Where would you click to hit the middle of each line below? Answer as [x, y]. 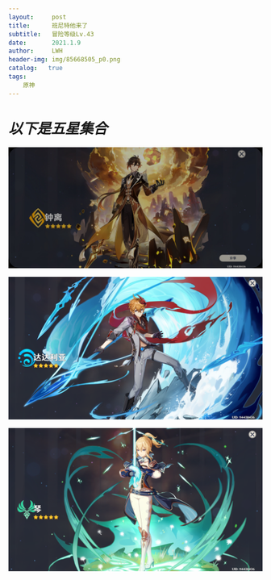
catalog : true [35, 69]
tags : [17, 77]
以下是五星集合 [58, 128]
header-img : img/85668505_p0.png [65, 60]
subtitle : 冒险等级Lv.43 [51, 34]
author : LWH [35, 51]
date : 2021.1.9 [45, 43]
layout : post [38, 17]
